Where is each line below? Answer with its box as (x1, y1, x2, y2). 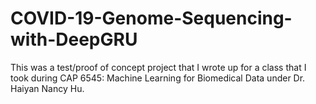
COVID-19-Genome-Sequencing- (10, 7, 293, 30)
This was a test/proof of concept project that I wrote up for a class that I (10, 61, 307, 73)
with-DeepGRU (10, 28, 138, 51)
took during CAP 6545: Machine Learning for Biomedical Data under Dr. (10, 72, 306, 84)
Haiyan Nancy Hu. (10, 82, 85, 94)
